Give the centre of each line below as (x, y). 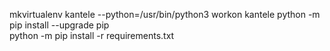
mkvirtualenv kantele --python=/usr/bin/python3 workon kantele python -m (165, 14)
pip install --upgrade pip (59, 25)
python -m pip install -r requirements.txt (92, 35)
